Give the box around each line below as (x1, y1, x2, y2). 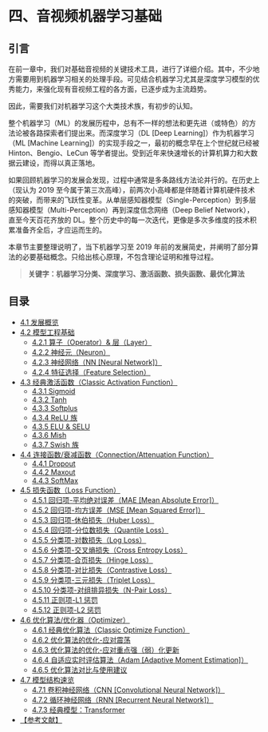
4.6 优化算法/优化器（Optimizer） (19, 615, 130, 624)
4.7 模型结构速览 (19, 674, 75, 684)
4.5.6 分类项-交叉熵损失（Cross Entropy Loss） (31, 545, 187, 555)
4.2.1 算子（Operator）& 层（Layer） (31, 337, 152, 347)
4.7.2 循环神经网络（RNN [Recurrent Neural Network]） (31, 694, 214, 704)
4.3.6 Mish (31, 430, 67, 440)
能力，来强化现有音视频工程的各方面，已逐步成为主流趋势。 (14, 85, 211, 93)
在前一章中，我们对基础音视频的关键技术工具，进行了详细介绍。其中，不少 (8, 65, 253, 74)
